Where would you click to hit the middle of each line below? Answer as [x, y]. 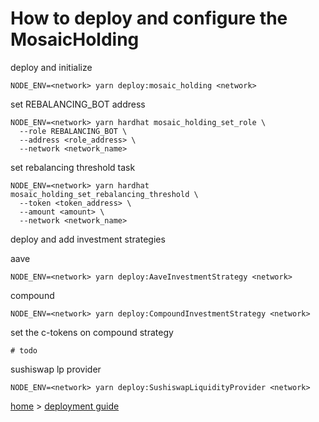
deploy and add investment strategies [88, 239]
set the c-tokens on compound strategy [92, 332]
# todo [24, 350]
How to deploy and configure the [149, 18]
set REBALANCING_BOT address [78, 104]
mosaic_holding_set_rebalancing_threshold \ [104, 194]
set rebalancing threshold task [73, 167]
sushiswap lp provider [56, 369]
